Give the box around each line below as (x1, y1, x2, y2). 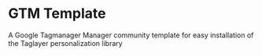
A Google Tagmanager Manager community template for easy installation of (8, 30, 254, 40)
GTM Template (8, 5, 106, 23)
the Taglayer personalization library (8, 38, 124, 47)
